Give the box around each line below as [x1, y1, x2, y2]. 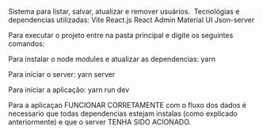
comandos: [8, 39, 45, 48]
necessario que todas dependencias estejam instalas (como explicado [8, 109, 238, 118]
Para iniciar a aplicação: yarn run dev [8, 85, 130, 94]
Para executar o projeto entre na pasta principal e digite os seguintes [8, 31, 234, 40]
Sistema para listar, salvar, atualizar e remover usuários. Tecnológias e [8, 7, 240, 16]
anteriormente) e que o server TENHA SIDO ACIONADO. [8, 117, 192, 126]
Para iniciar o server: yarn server [8, 70, 116, 78]
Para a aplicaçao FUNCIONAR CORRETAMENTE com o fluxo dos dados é [8, 101, 247, 109]
